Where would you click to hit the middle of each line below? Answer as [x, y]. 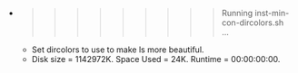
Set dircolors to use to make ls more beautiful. [118, 50]
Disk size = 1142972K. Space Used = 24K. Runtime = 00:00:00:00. [156, 59]
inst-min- [272, 13]
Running [237, 13]
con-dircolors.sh [253, 23]
